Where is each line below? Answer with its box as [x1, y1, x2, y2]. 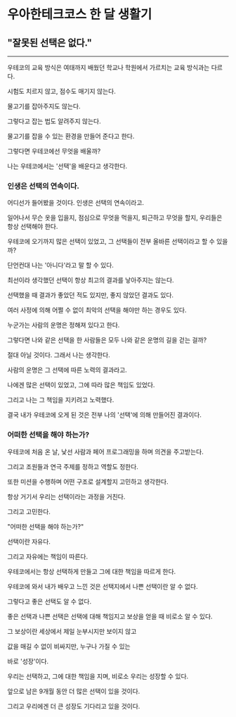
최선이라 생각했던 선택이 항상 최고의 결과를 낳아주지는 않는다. [7, 276, 174, 285]
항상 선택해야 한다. [7, 223, 58, 231]
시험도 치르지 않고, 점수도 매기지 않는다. [7, 87, 116, 95]
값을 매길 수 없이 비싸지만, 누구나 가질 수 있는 [7, 642, 131, 650]
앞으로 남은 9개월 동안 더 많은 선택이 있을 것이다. [7, 687, 140, 695]
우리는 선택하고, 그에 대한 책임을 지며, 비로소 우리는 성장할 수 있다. [7, 672, 189, 680]
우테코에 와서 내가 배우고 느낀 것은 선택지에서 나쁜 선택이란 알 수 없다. [7, 582, 198, 590]
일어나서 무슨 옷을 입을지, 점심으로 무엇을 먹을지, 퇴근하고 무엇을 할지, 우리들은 [7, 213, 223, 222]
